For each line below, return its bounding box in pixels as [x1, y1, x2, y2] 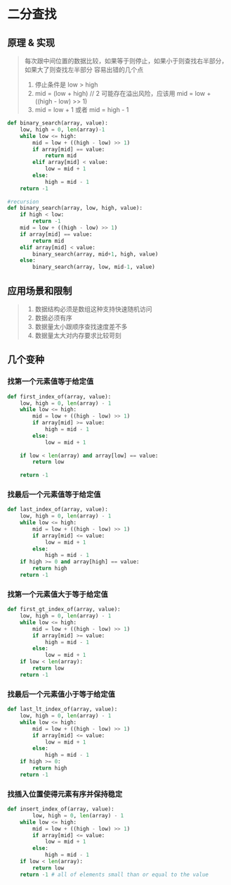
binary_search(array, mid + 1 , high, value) [32, 251, 159, 258]
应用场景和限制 [7, 284, 72, 296]
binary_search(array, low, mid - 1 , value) [32, 263, 156, 271]
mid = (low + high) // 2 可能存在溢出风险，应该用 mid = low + [34, 89, 211, 97]
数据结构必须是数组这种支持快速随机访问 [34, 304, 152, 313]
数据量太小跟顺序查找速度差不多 [34, 322, 128, 331]
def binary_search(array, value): [7, 120, 109, 127]
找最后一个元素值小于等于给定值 [7, 689, 116, 699]
